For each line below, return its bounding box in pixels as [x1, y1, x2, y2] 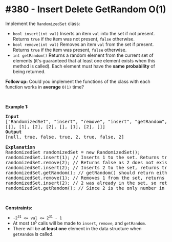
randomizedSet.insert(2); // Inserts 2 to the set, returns [5, 165, 160, 170]
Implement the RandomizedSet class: [5, 20, 80, 27]
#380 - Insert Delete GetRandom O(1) [5, 4, 166, 15]
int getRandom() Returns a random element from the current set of [12, 52, 154, 58]
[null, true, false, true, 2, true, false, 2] [5, 134, 124, 140]
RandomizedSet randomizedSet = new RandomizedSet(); [5, 149, 141, 155]
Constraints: [5, 205, 33, 211]
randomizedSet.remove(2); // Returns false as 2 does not [5, 160, 154, 165]
